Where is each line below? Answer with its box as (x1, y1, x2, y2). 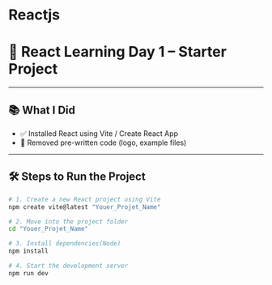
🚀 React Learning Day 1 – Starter (8, 43, 227, 62)
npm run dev (8, 269, 49, 277)
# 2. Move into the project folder (8, 217, 129, 226)
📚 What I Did (8, 103, 75, 117)
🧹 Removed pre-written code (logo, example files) (19, 138, 187, 147)
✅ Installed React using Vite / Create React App (19, 128, 179, 138)
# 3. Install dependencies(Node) (8, 240, 121, 248)
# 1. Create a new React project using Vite (8, 195, 161, 203)
